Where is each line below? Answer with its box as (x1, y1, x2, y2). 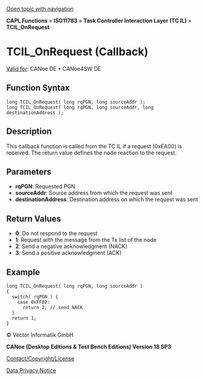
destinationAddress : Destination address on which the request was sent (15, 195, 199, 203)
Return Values (6, 213, 62, 224)
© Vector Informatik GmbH (6, 331, 74, 338)
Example (6, 267, 40, 277)
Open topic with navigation (6, 5, 74, 12)
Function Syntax (6, 82, 70, 93)
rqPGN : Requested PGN (15, 183, 76, 190)
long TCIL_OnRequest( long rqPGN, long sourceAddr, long (6, 104, 154, 111)
